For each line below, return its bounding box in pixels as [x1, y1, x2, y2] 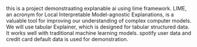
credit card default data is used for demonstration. [6, 36, 129, 42]
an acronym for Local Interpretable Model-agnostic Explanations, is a [6, 11, 174, 18]
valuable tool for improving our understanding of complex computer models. [6, 17, 192, 24]
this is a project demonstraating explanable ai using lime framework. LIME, [6, 5, 187, 12]
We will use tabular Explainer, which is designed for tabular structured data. [6, 23, 190, 30]
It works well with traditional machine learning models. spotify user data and [6, 30, 192, 37]
